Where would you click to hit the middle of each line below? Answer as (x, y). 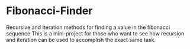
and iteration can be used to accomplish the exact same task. (81, 40)
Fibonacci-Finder (49, 11)
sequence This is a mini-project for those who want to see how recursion (95, 33)
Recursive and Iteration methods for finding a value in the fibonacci (88, 27)
